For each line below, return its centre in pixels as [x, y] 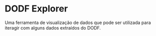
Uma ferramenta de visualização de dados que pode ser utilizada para [78, 22]
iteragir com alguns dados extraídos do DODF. [53, 27]
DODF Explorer [36, 9]
